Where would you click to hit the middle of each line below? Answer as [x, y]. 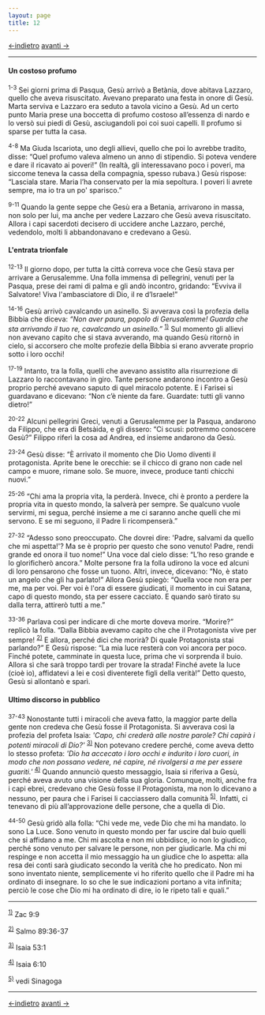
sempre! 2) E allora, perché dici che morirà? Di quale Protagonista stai [121, 639]
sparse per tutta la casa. [48, 132]
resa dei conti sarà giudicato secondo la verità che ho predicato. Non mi [125, 865]
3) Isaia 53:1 [27, 947]
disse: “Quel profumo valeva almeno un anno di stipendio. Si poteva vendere [132, 157]
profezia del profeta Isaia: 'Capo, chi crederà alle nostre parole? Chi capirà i [132, 735]
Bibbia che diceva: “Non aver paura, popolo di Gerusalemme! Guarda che [128, 319]
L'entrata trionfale [38, 250]
